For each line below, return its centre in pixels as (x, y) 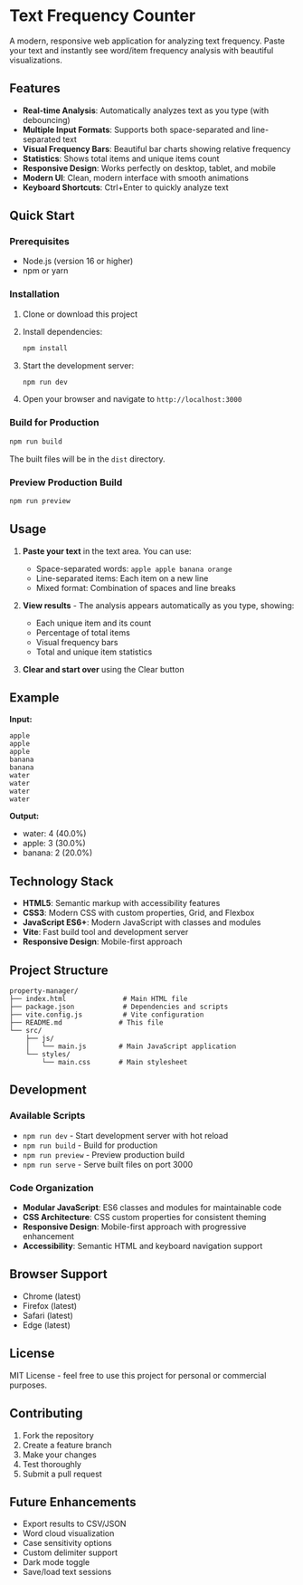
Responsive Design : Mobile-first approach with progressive (134, 1227)
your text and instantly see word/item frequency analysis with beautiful (142, 50)
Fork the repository (58, 1435)
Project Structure (59, 970)
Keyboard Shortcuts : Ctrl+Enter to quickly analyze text (125, 187)
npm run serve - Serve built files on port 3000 (108, 1164)
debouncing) (46, 119)
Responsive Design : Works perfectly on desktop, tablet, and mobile (149, 167)
